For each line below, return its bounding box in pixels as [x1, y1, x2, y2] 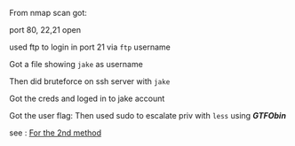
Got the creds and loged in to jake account [9, 93, 165, 104]
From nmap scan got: [9, 8, 87, 18]
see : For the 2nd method [9, 127, 102, 138]
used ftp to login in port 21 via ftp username [9, 42, 171, 52]
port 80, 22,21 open [9, 25, 82, 35]
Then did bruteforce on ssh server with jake [9, 76, 171, 87]
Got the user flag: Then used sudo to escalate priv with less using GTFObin [9, 111, 287, 120]
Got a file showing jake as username [9, 59, 144, 69]
